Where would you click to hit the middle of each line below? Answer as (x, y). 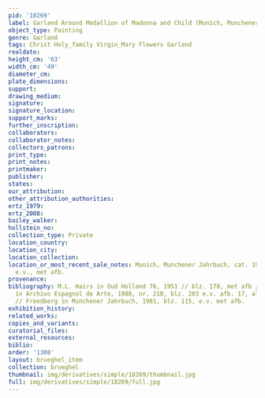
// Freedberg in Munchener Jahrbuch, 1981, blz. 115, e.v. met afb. (130, 301)
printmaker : (28, 169)
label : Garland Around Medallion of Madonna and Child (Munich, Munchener (134, 23)
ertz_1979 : (26, 206)
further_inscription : (44, 125)
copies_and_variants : (44, 323)
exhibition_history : (42, 308)
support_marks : (33, 118)
